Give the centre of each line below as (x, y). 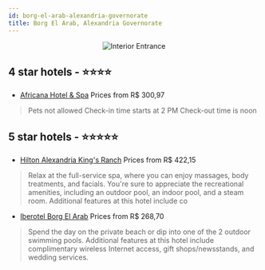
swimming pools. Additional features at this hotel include (121, 240)
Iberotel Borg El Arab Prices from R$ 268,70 (92, 216)
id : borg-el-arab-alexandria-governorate (78, 16)
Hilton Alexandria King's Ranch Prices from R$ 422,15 (108, 160)
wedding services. (58, 257)
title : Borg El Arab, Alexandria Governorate (85, 23)
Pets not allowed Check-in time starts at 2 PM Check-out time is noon (142, 111)
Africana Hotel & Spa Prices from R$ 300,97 (92, 95)
